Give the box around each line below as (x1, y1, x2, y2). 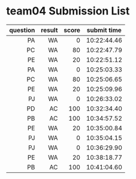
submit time (86, 26, 122, 34)
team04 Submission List (6, 4, 130, 18)
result (41, 26, 58, 34)
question (9, 26, 35, 34)
